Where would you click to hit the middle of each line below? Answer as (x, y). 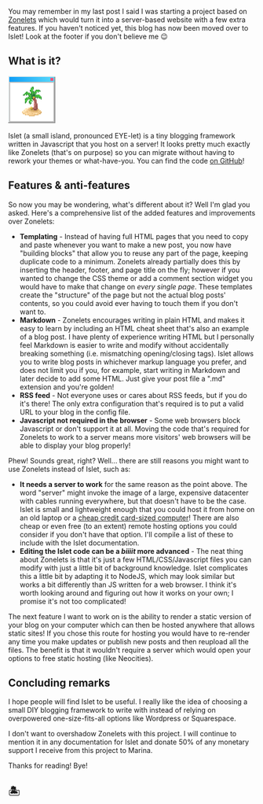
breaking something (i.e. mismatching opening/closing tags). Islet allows (136, 353)
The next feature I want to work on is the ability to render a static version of (130, 616)
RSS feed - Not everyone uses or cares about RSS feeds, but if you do (133, 395)
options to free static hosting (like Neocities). (81, 658)
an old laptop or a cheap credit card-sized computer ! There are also (129, 518)
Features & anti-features (69, 185)
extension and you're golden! (67, 387)
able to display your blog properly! (75, 445)
